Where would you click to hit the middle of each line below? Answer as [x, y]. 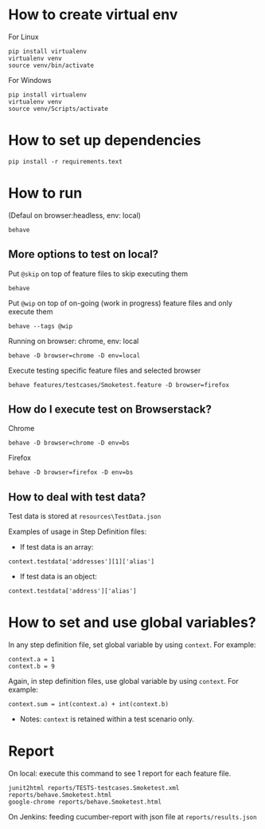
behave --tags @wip [41, 326]
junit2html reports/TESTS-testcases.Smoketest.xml [94, 788]
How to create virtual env [93, 15]
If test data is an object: [58, 577]
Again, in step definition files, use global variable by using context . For [123, 681]
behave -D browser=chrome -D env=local [74, 355]
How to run [45, 193]
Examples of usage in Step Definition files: [78, 531]
